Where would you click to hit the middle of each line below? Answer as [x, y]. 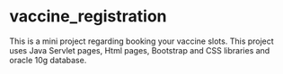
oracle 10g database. [48, 60]
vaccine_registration [88, 16]
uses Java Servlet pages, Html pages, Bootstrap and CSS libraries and [140, 50]
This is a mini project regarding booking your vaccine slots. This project [141, 41]
